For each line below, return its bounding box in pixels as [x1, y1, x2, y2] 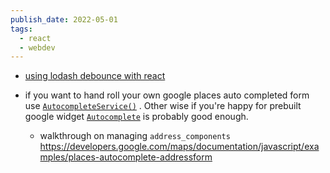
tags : [10, 24, 33, 34]
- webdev [19, 42, 56, 53]
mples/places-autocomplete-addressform [39, 151, 213, 163]
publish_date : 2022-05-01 [10, 14, 118, 25]
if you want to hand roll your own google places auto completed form [24, 89, 310, 101]
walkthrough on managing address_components [39, 130, 231, 142]
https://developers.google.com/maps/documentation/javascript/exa [39, 141, 320, 153]
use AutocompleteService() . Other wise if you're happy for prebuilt [24, 100, 302, 112]
